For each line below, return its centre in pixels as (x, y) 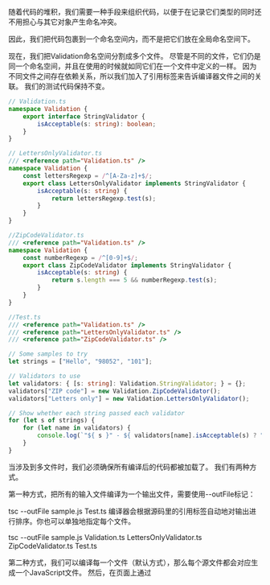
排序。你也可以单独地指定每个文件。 (75, 521)
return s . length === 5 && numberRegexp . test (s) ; (134, 280)
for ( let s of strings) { (51, 421)
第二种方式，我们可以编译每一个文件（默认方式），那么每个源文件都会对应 (130, 562)
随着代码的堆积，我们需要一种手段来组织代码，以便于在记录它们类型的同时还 (135, 12)
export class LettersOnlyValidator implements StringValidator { (135, 183)
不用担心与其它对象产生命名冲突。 (65, 22)
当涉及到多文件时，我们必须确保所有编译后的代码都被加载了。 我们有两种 (129, 467)
